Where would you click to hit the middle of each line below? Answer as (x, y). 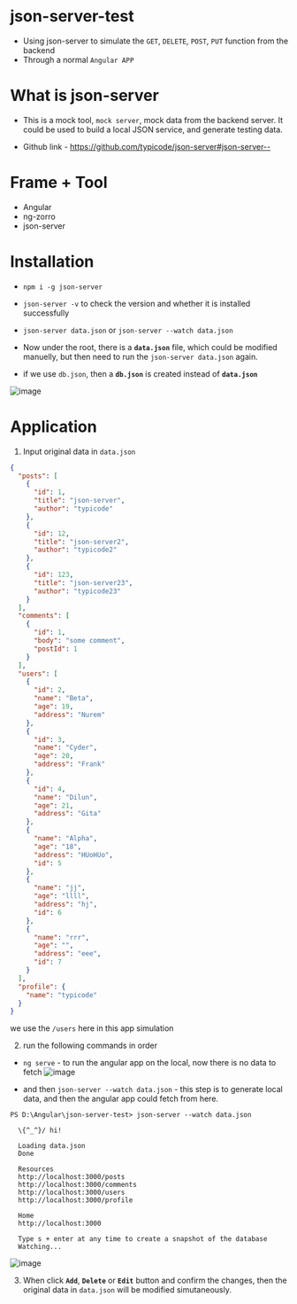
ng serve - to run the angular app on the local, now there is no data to (149, 1063)
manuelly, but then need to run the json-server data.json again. (141, 356)
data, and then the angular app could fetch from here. (121, 1099)
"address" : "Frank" (69, 764)
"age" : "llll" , (61, 896)
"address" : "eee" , (67, 954)
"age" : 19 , (53, 707)
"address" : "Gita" (67, 814)
